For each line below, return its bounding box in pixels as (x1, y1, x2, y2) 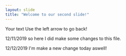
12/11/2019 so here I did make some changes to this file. (5, 35, 121, 41)
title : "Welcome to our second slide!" (5, 12, 90, 17)
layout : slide (5, 7, 35, 12)
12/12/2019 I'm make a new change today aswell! (5, 45, 107, 51)
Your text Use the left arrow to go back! (5, 25, 88, 31)
